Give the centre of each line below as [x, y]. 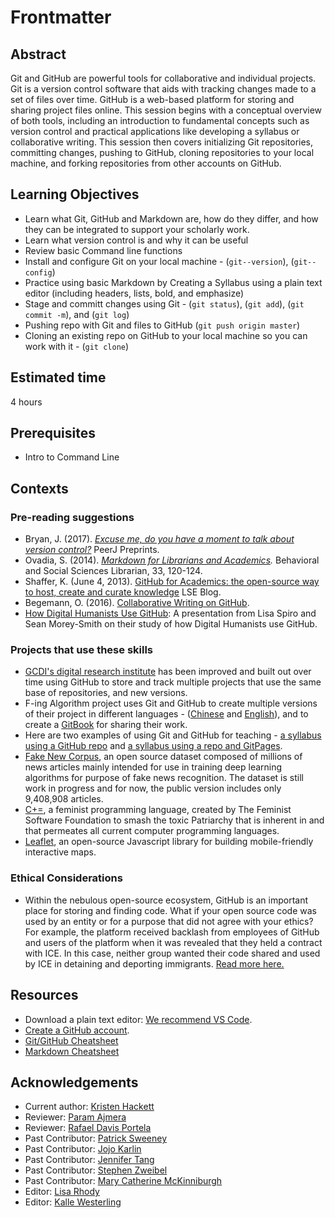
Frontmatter [61, 17]
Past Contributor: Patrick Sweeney [96, 1138]
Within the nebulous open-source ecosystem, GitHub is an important [166, 900]
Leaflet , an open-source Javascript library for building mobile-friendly [169, 842]
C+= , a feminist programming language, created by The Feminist [158, 810]
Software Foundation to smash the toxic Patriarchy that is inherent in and [174, 820]
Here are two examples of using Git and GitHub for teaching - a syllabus [173, 735]
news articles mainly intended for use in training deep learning [153, 767]
